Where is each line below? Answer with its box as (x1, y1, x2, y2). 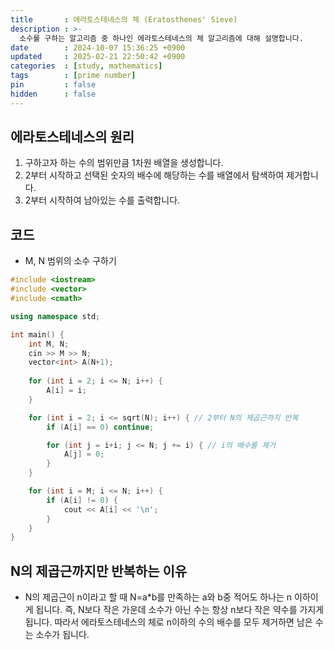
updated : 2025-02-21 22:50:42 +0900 (10, 52, 186, 62)
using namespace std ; (10, 311, 101, 321)
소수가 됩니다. (35, 629, 90, 641)
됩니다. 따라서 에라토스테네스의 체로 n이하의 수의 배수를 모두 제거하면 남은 (24, 616, 313, 628)
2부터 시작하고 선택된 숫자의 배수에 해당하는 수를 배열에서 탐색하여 (24, 169, 285, 181)
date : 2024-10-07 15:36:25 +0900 (10, 42, 186, 53)
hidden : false (10, 89, 97, 99)
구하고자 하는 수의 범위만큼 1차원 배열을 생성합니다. (24, 157, 224, 169)
